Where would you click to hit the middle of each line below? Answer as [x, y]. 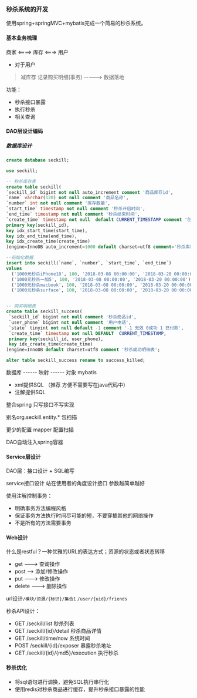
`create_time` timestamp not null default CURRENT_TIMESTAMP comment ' [97, 219]
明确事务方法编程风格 [40, 508]
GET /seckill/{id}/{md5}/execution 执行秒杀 [67, 653]
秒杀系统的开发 [27, 9]
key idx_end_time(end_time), [42, 236]
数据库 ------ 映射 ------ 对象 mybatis [51, 373]
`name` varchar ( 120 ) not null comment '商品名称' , [67, 198]
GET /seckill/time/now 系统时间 [52, 638]
